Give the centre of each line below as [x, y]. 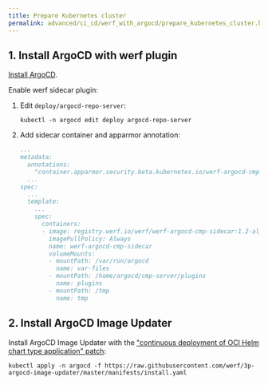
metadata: [36, 157]
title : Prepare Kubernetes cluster [67, 16]
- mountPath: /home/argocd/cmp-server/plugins [128, 276]
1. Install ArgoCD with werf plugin [93, 56]
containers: [61, 224]
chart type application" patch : [57, 351]
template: [43, 202]
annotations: [49, 165]
